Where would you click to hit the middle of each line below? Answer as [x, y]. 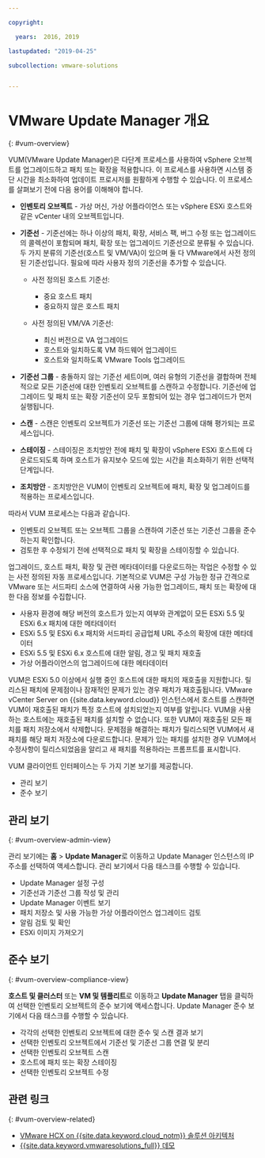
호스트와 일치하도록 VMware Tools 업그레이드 [114, 360]
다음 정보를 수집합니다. [51, 597]
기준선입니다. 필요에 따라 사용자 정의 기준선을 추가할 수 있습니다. [127, 263]
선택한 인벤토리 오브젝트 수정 [64, 1072]
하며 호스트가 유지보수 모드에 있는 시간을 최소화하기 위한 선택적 [157, 460]
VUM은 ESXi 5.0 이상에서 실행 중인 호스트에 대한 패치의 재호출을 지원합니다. [126, 680]
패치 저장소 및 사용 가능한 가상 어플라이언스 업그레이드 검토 [110, 913]
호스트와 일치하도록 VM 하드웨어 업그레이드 [110, 350]
